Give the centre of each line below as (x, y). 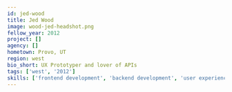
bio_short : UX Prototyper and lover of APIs (72, 65)
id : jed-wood (26, 13)
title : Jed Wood (30, 20)
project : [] (24, 39)
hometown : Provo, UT (37, 53)
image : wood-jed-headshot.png (51, 26)
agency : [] (23, 46)
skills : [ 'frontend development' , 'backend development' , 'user (101, 78)
